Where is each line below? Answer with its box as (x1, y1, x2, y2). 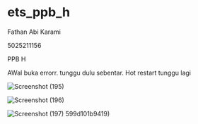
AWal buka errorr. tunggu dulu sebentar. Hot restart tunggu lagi (7, 68, 191, 77)
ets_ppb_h (7, 4, 71, 20)
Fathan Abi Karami (7, 27, 62, 36)
